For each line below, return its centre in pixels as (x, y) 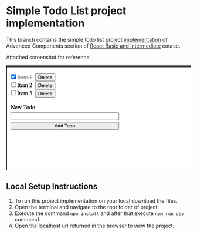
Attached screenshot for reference (48, 57)
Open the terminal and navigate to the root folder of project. (87, 207)
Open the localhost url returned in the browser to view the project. (94, 226)
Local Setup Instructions (52, 187)
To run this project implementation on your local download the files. (96, 200)
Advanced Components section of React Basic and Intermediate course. (93, 46)
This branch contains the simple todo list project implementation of (87, 39)
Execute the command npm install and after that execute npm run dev (99, 213)
